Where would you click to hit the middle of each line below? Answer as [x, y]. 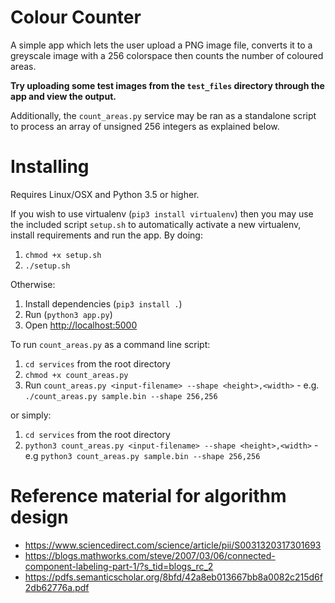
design [39, 517]
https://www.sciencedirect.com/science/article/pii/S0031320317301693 [173, 545]
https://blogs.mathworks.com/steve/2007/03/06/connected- [150, 555]
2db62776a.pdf [57, 587]
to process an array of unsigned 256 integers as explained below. [145, 126]
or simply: [31, 415]
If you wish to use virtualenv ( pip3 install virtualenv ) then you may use [162, 213]
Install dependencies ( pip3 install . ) [103, 303]
